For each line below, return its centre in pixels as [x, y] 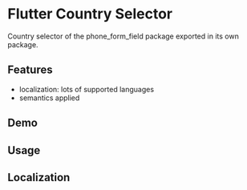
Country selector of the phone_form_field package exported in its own [123, 36]
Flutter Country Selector [90, 14]
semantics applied [49, 98]
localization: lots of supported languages [86, 89]
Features [30, 70]
